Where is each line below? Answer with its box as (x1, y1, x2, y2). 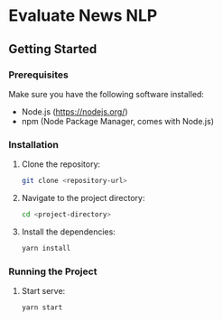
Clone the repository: (21, 159, 101, 170)
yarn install (21, 243, 71, 252)
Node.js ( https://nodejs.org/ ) (21, 105, 128, 117)
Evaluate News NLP (8, 5, 158, 26)
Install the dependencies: (21, 226, 116, 237)
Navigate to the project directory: (21, 193, 145, 204)
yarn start (21, 303, 63, 312)
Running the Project (8, 265, 98, 278)
